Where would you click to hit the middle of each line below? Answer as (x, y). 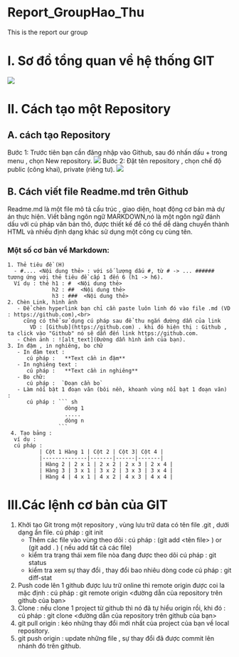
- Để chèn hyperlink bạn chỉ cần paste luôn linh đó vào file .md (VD (124, 308)
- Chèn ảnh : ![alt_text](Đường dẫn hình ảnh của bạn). (101, 339)
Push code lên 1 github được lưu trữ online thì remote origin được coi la (121, 585)
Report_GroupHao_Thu (76, 12)
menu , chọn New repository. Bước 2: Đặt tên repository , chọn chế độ (115, 160)
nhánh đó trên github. (49, 646)
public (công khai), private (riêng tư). (61, 169)
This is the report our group (48, 32)
